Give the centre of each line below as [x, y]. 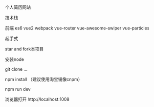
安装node [15, 59]
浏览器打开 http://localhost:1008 [37, 99]
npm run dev [18, 89]
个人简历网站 [18, 7]
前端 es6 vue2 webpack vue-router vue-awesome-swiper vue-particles [77, 28]
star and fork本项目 [24, 49]
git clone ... [16, 69]
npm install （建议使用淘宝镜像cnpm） [44, 79]
